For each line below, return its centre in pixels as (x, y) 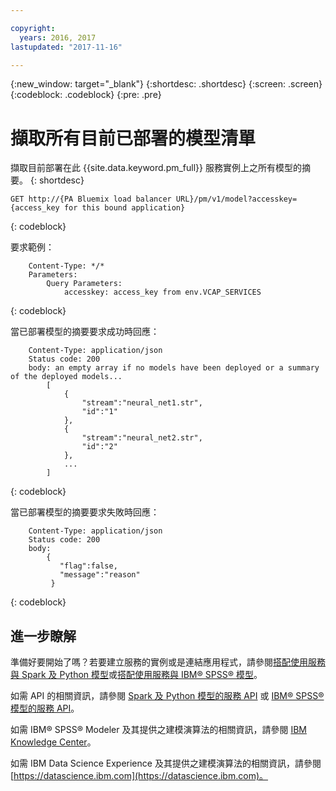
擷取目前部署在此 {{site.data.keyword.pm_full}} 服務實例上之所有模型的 (156, 168)
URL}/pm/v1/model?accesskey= (236, 199)
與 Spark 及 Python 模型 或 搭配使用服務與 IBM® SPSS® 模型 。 (136, 675)
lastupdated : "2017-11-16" (66, 47)
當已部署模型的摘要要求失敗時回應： (85, 512)
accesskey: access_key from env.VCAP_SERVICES (162, 292)
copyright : (33, 28)
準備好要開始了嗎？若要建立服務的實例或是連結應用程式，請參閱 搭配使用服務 (168, 662)
